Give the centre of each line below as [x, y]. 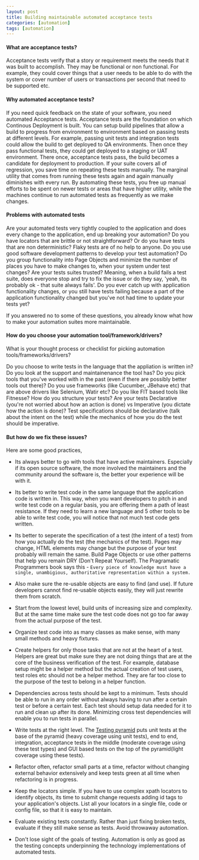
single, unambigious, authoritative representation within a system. [103, 573]
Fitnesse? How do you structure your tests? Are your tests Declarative [92, 398]
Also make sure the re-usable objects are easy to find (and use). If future [104, 584]
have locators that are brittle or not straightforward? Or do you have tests [96, 240]
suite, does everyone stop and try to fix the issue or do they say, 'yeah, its [97, 279]
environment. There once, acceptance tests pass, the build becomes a [93, 157]
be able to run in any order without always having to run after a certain [101, 699]
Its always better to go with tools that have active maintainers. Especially [104, 462]
